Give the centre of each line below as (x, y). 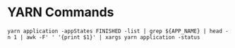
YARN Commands (61, 12)
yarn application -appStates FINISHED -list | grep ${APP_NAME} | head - (118, 31)
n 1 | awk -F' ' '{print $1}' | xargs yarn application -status (104, 37)
